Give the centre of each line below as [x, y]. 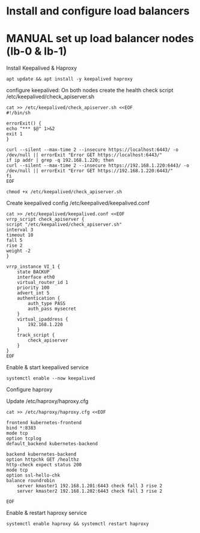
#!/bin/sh [19, 113]
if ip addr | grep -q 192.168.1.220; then [60, 161]
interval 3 [20, 230]
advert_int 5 [33, 293]
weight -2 [19, 251]
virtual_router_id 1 [43, 283]
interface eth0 [36, 277]
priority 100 [33, 288]
